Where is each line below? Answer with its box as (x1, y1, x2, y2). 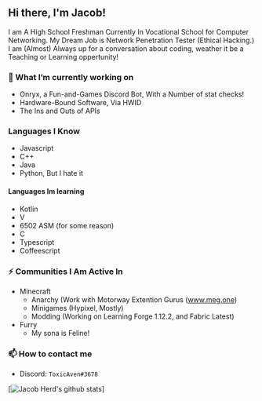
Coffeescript (19, 246, 60, 255)
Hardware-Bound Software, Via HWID (19, 98, 142, 108)
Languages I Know (8, 126, 81, 137)
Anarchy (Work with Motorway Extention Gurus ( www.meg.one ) (31, 294, 238, 304)
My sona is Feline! (31, 328, 90, 337)
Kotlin (19, 204, 38, 213)
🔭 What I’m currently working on (8, 71, 134, 82)
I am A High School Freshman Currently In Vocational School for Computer (8, 27, 249, 36)
